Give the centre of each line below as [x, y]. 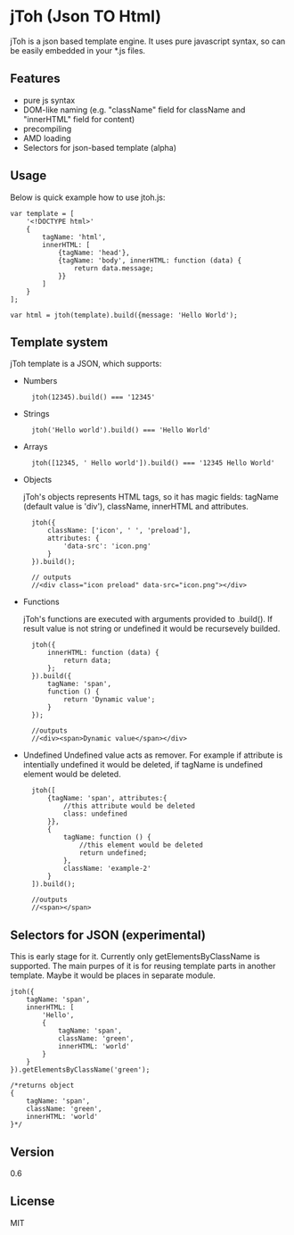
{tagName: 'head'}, [94, 253]
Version [32, 1152]
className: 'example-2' [107, 869]
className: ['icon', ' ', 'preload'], [119, 531]
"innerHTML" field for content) [79, 119]
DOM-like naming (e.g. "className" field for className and [134, 110]
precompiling [47, 128]
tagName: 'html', [74, 237]
